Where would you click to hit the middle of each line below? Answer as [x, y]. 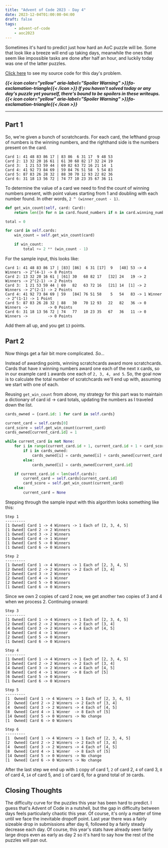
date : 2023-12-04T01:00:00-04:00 [40, 15]
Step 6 [12, 729]
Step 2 [12, 556]
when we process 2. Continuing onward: [47, 601]
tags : [11, 24]
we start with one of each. [32, 384]
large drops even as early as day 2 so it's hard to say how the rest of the [79, 834]
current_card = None [44, 493]
